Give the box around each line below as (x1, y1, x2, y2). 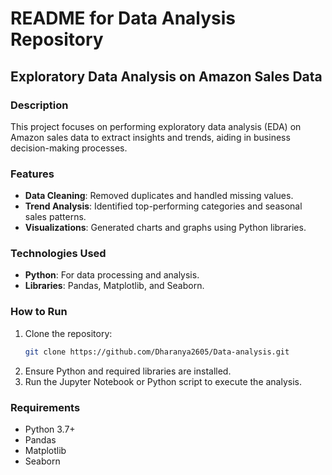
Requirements (10, 400, 81, 414)
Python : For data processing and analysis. (24, 269, 200, 281)
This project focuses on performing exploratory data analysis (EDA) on (10, 120, 302, 132)
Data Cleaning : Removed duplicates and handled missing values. (24, 190, 294, 202)
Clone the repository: (24, 327, 113, 339)
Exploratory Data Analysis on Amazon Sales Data (10, 68, 323, 85)
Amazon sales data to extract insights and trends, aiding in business (10, 131, 291, 143)
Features (10, 167, 55, 181)
